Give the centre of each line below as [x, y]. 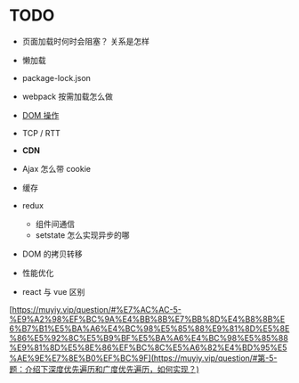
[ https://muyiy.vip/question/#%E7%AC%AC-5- [96, 309]
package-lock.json [57, 77]
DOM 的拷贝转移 [52, 254]
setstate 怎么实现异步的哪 [83, 235]
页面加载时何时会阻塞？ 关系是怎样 [85, 41]
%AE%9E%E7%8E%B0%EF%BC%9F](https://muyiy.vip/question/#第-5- [143, 358]
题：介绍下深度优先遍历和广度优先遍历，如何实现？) [105, 369]
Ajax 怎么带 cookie [57, 168]
